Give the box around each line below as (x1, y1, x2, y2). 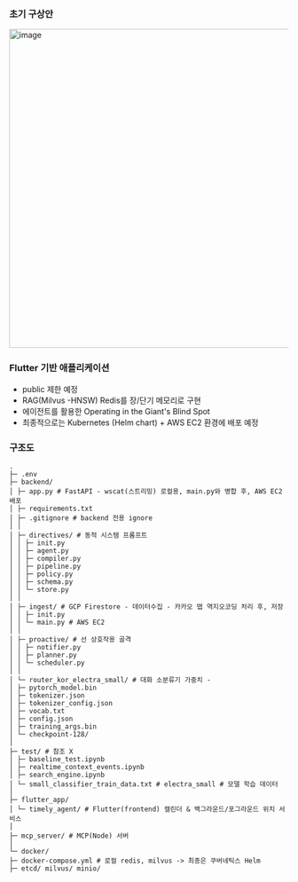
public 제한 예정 (21, 383, 78, 394)
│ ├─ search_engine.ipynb (9, 770, 105, 779)
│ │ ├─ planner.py (9, 650, 77, 659)
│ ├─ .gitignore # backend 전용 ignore (9, 513, 153, 523)
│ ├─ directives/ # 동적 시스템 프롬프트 (9, 531, 148, 539)
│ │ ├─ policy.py (9, 570, 74, 579)
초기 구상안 (9, 7, 54, 20)
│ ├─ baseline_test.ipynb (9, 754, 105, 764)
